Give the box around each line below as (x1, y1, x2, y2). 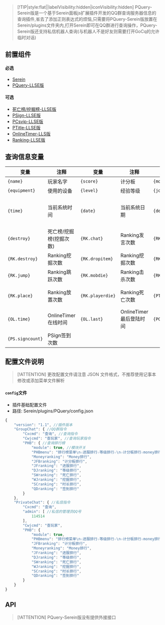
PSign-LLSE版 (12, 112, 41, 118)
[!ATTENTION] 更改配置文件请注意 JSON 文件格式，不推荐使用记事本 (17, 372, 156, 377)
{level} (80, 187, 98, 193)
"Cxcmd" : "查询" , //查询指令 (23, 432, 78, 437)
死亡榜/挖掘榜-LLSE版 (12, 106, 56, 112)
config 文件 (5, 390, 27, 396)
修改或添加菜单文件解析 (17, 377, 65, 383)
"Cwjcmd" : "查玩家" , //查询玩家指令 (23, 436, 91, 441)
